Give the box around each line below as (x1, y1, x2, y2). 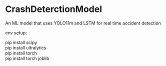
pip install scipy (5, 39, 37, 45)
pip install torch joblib (5, 55, 49, 61)
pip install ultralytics (5, 44, 46, 50)
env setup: (5, 29, 27, 35)
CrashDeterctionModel (5, 3, 102, 15)
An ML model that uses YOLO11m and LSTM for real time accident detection (5, 20, 161, 26)
